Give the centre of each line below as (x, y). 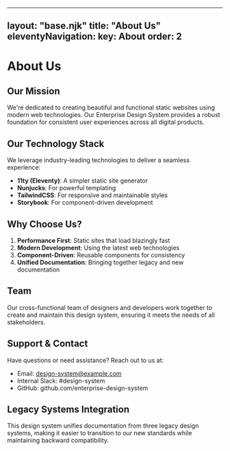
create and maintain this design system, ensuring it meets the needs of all (111, 315)
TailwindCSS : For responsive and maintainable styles (92, 195)
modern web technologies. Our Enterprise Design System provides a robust (114, 115)
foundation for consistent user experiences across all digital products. (106, 122)
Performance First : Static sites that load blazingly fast (93, 241)
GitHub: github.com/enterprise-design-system (82, 388)
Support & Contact (48, 344)
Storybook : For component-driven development (85, 203)
